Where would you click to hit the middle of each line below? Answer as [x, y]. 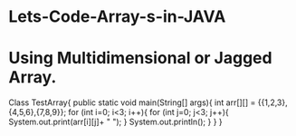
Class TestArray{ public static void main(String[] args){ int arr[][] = [132, 102]
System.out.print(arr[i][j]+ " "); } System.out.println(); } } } [115, 122]
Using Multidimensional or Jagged [140, 58]
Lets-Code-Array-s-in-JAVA [117, 17]
